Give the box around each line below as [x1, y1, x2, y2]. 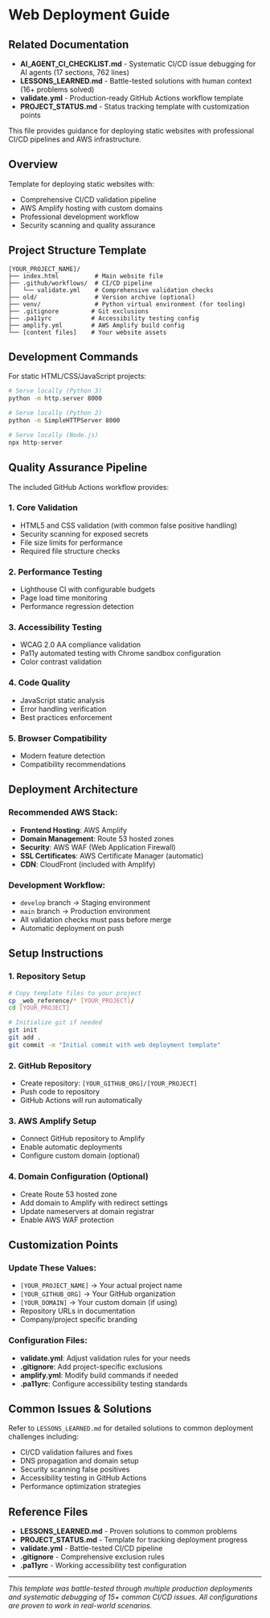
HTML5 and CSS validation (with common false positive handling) [19, 521, 238, 530]
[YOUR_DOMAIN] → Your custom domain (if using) [19, 1298, 178, 1307]
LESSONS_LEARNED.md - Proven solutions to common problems [19, 1526, 238, 1536]
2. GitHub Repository [8, 1060, 92, 1071]
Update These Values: [8, 1262, 96, 1273]
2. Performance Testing [8, 566, 103, 577]
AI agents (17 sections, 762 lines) [19, 68, 130, 77]
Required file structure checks [19, 546, 121, 556]
